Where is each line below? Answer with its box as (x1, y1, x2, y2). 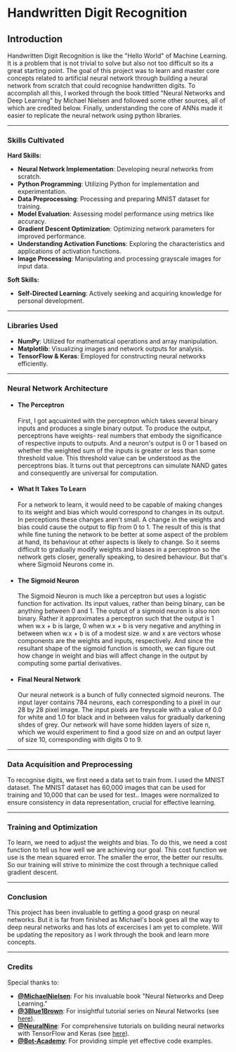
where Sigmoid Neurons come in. (17, 560, 114, 569)
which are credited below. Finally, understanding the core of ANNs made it (7, 104, 223, 112)
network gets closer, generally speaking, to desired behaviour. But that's (17, 552, 228, 561)
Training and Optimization (7, 822, 98, 832)
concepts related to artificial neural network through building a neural (7, 74, 208, 82)
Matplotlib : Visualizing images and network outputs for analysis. (17, 344, 205, 353)
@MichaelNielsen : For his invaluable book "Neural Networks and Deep (17, 992, 224, 1000)
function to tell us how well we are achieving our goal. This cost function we (7, 845, 227, 854)
